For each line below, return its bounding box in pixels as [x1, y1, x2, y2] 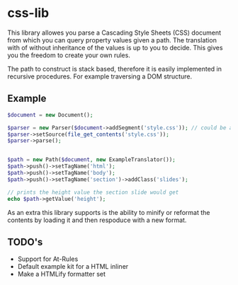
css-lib [7, 5, 50, 21]
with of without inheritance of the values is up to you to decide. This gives [7, 43, 223, 52]
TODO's [7, 235, 43, 248]
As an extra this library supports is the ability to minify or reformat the [7, 208, 210, 216]
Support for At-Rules [17, 255, 79, 263]
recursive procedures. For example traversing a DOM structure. [7, 72, 193, 81]
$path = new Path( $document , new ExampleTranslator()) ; [7, 156, 176, 163]
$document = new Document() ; [7, 111, 93, 118]
